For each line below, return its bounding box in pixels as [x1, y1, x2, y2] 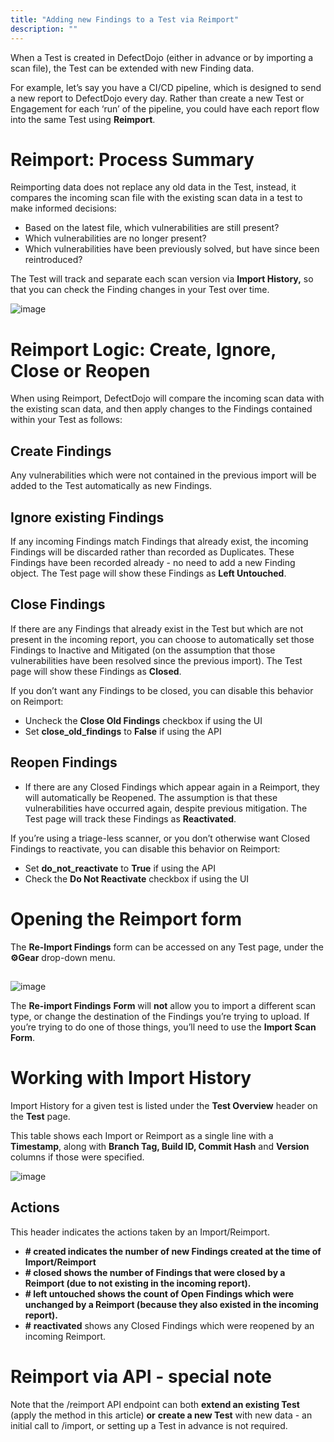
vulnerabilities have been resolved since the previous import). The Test [10, 654, 303, 666]
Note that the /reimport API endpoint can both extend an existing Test [10, 1398, 300, 1410]
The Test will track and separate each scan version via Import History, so [10, 273, 314, 285]
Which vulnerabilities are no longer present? [24, 232, 207, 245]
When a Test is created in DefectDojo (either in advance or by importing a [10, 51, 314, 63]
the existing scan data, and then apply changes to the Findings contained [10, 403, 313, 415]
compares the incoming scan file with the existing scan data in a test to [10, 192, 303, 204]
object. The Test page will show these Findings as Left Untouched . [10, 567, 287, 579]
